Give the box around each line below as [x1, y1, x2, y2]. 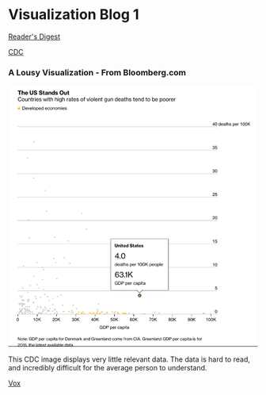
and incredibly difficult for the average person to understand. [8, 363, 207, 373]
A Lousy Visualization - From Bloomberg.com [8, 67, 187, 78]
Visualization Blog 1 [8, 6, 140, 24]
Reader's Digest [8, 32, 61, 41]
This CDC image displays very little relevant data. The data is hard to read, [8, 355, 251, 364]
